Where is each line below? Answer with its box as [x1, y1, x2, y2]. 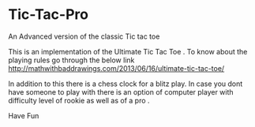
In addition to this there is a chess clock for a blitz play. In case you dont [8, 79, 243, 88]
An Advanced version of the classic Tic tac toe [8, 32, 160, 41]
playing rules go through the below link [8, 55, 135, 65]
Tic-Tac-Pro [8, 6, 89, 24]
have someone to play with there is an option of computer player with [8, 87, 234, 96]
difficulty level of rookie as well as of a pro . [8, 95, 150, 105]
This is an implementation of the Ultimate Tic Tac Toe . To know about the [8, 47, 248, 56]
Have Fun [8, 110, 39, 120]
